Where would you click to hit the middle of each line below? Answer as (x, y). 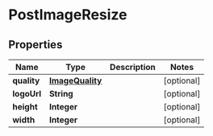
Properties (35, 45)
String (61, 94)
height (25, 107)
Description (133, 67)
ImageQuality (75, 80)
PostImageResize (68, 15)
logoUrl (27, 94)
